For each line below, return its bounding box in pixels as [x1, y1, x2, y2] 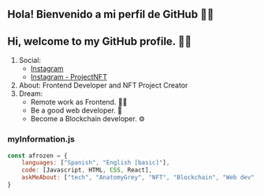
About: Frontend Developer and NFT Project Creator [18, 80, 188, 91]
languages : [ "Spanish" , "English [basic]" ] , [21, 159, 170, 167]
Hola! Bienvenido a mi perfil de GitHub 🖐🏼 [7, 8, 214, 21]
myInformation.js [7, 134, 76, 145]
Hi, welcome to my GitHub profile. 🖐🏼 [7, 35, 192, 48]
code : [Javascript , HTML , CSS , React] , [21, 166, 153, 174]
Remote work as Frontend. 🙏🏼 [30, 98, 128, 107]
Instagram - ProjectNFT [30, 72, 108, 82]
